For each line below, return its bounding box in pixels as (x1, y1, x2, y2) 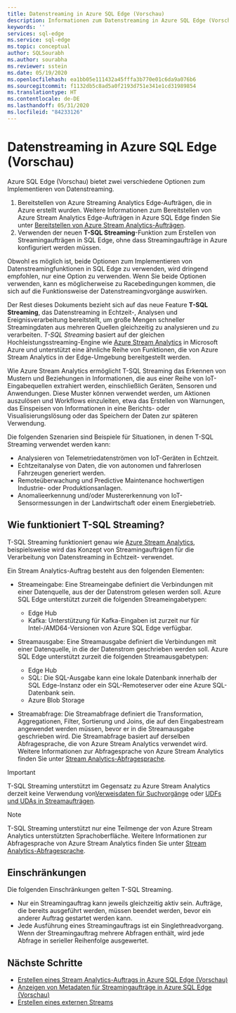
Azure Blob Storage (27, 695, 85, 704)
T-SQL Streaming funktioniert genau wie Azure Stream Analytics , (7, 537, 195, 546)
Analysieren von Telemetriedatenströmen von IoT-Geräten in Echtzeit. (17, 454, 219, 462)
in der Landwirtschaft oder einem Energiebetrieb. (73, 498, 216, 507)
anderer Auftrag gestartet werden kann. (17, 914, 133, 923)
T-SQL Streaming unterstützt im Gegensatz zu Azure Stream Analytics (7, 781, 211, 790)
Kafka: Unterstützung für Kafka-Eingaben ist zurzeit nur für (27, 616, 199, 624)
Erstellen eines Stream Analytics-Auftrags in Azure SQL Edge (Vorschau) (17, 976, 228, 984)
